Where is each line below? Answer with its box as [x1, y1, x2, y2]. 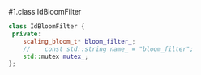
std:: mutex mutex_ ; [23, 52, 89, 60]
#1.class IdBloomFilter [8, 7, 82, 16]
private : [11, 30, 42, 38]
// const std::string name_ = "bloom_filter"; [23, 44, 195, 53]
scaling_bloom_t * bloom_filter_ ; [23, 37, 136, 45]
